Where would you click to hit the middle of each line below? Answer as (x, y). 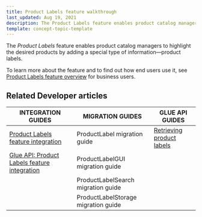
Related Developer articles (57, 96)
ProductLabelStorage (107, 198)
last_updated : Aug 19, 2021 (41, 17)
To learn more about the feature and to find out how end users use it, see (97, 71)
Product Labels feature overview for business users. (71, 77)
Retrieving (168, 130)
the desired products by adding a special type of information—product (94, 52)
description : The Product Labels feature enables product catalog (91, 23)
